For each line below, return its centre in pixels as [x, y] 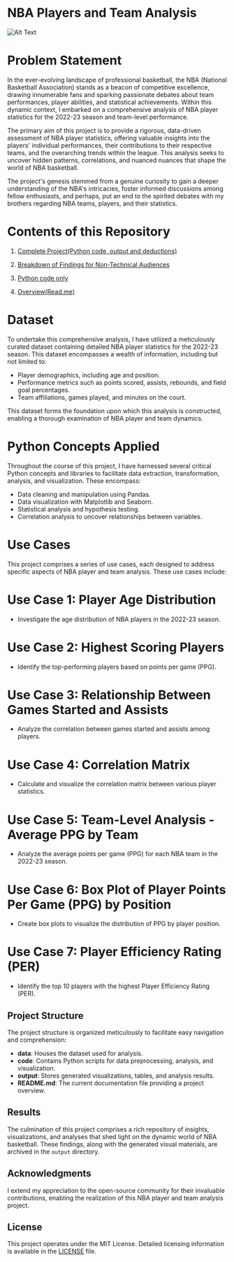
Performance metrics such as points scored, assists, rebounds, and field [122, 382]
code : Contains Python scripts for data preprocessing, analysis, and [115, 1061]
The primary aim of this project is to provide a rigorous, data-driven [104, 130]
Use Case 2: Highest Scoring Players [116, 647]
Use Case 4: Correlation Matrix [99, 765]
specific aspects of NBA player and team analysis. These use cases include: [117, 572]
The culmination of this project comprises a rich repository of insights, [108, 1129]
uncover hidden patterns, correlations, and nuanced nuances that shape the [117, 160]
